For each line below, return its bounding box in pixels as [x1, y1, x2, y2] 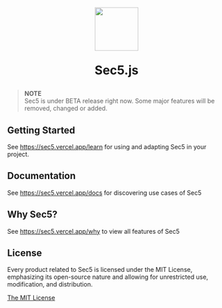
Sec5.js [94, 62, 139, 78]
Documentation [7, 170, 76, 182]
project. [7, 150, 30, 158]
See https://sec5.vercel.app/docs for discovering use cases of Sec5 [7, 188, 202, 197]
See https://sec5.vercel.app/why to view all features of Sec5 [7, 227, 180, 235]
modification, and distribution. [7, 280, 93, 289]
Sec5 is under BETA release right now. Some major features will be [24, 97, 215, 105]
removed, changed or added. [24, 104, 108, 112]
